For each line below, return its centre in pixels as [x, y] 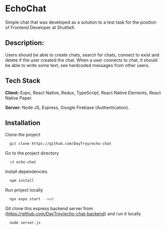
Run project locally [24, 190]
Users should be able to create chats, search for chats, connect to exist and [82, 55]
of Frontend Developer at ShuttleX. [40, 27]
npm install [22, 181]
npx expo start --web [32, 199]
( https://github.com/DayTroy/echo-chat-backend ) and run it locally [73, 214]
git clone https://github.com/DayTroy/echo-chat [61, 144]
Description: [25, 43]
